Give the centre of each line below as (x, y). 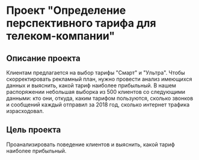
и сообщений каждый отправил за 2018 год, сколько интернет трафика (98, 105)
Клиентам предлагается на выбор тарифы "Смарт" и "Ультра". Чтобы (96, 72)
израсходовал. (25, 111)
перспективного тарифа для (81, 23)
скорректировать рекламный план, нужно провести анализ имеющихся (99, 79)
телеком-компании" (61, 36)
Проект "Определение (66, 11)
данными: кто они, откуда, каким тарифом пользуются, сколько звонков (100, 98)
